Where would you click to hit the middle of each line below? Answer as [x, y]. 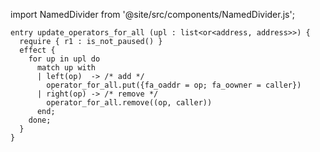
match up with [66, 68]
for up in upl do [64, 59]
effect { [37, 50]
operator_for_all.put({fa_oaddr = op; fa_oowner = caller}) [174, 85]
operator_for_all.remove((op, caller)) [129, 103]
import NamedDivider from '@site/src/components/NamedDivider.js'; [152, 14]
